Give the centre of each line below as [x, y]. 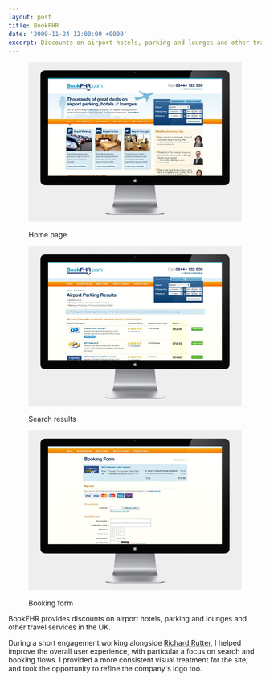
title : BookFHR [34, 25]
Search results [52, 419]
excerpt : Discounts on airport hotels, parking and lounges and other [129, 43]
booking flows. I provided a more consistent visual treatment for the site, [128, 660]
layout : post [30, 17]
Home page [48, 235]
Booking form [51, 603]
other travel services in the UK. [59, 627]
